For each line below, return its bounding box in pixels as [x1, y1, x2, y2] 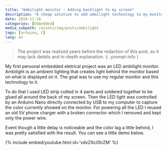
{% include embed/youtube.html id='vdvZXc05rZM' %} [5, 139, 118, 145]
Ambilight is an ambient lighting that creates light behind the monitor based [5, 68, 159, 74]
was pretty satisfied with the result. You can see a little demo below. [5, 130, 145, 136]
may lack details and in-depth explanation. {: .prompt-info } [17, 53, 139, 59]
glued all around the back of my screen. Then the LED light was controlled [5, 94, 157, 100]
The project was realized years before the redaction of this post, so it [17, 48, 159, 54]
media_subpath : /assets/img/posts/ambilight [5, 26, 99, 31]
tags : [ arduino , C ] [5, 30, 46, 35]
